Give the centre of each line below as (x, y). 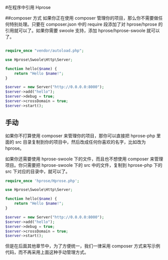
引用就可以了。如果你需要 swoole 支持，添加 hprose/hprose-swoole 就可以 (82, 31)
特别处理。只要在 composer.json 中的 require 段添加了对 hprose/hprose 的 (86, 24)
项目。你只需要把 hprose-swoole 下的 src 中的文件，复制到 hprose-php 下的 (84, 165)
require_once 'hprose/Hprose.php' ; (42, 181)
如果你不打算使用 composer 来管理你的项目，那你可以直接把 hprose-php (80, 136)
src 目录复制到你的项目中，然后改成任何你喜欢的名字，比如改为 (80, 142)
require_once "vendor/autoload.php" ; (45, 51)
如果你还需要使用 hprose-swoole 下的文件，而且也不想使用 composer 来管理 (84, 159)
